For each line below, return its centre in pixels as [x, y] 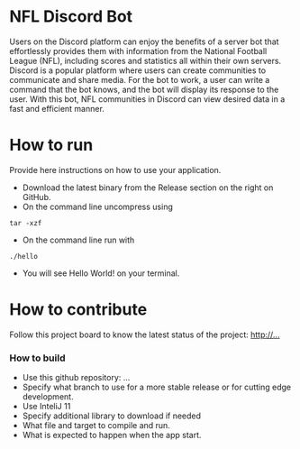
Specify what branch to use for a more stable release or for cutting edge [156, 387]
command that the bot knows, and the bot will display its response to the [144, 89]
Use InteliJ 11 [46, 407]
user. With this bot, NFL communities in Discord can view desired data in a [147, 99]
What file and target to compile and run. [96, 426]
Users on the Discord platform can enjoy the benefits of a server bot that [144, 41]
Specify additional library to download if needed [111, 416]
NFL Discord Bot [71, 17]
